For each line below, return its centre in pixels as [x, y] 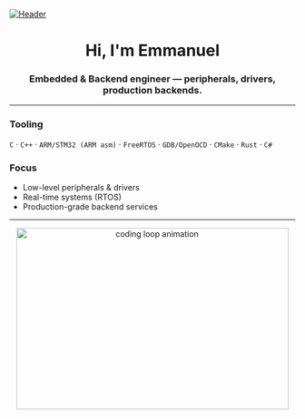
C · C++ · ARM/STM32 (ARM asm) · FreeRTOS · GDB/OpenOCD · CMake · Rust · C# [141, 144]
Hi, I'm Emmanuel [152, 51]
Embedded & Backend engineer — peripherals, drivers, [152, 79]
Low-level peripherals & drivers [81, 188]
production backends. [152, 91]
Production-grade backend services [90, 207]
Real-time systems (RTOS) [72, 197]
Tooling [26, 124]
